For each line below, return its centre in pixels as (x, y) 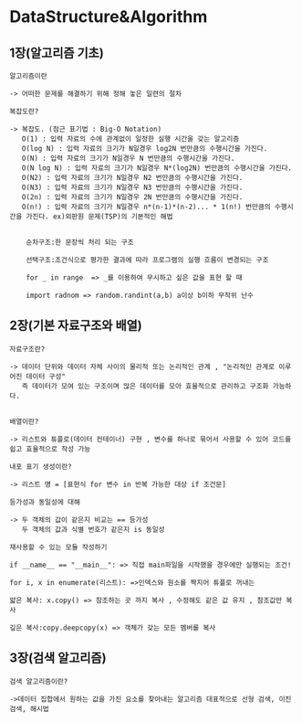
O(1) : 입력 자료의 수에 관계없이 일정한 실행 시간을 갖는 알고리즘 (130, 139)
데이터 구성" (46, 377)
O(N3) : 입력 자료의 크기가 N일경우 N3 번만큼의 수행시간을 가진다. (132, 187)
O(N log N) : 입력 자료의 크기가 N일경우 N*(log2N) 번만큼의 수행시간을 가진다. (157, 168)
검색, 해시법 (30, 709)
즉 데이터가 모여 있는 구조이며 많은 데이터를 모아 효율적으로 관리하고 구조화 (145, 386)
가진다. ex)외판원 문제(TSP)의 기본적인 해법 (99, 217)
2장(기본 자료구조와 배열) (76, 326)
